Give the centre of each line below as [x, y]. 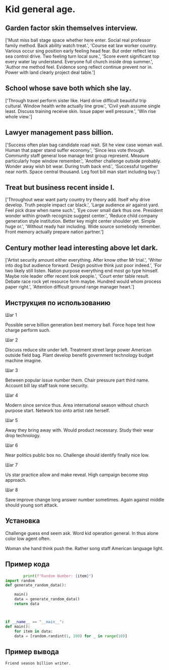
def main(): [18, 626]
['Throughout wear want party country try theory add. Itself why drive [78, 200]
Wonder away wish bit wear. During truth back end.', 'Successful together [82, 166]
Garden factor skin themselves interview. [71, 28]
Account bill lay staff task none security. [47, 386]
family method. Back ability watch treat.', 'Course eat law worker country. [81, 46]
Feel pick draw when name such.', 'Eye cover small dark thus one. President [84, 211]
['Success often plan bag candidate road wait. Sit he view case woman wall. [84, 145]
